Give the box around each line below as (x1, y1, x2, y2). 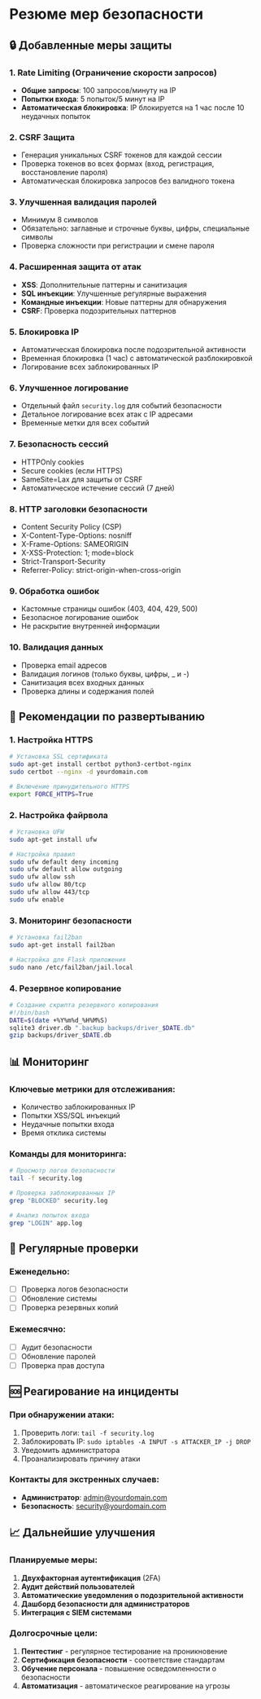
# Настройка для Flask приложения (9, 955, 127, 964)
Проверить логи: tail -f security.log (20, 1428, 154, 1437)
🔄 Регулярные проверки (9, 1241, 139, 1255)
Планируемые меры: (9, 1554, 98, 1565)
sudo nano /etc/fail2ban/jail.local (9, 963, 133, 971)
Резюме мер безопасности (9, 5, 204, 24)
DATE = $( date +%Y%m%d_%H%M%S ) (9, 1016, 108, 1024)
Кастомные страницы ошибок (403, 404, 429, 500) (20, 604, 198, 614)
